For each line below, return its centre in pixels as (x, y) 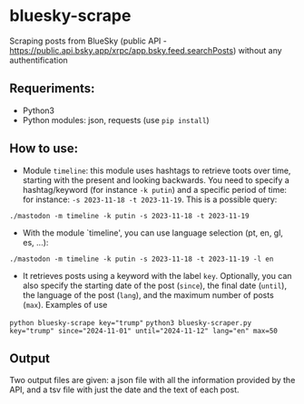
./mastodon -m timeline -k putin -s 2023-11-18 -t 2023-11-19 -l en (142, 259)
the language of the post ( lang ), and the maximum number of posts (148, 294)
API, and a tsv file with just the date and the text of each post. (124, 390)
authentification (39, 60)
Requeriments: (52, 88)
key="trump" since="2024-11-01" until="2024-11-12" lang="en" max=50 (144, 331)
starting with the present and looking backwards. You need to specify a (156, 180)
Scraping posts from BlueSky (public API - (88, 41)
